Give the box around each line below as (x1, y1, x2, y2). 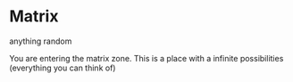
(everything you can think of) (9, 62, 116, 73)
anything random (9, 36, 72, 46)
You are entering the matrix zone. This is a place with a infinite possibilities (9, 53, 284, 63)
